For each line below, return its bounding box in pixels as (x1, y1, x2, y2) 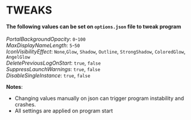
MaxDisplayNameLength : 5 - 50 (6, 42, 80, 49)
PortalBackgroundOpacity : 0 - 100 (6, 35, 86, 42)
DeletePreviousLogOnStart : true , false (6, 59, 101, 66)
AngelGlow (6, 54, 31, 60)
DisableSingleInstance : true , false (6, 72, 90, 79)
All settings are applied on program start (14, 107, 114, 114)
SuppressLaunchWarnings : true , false (6, 65, 101, 72)
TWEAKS (6, 4, 52, 17)
